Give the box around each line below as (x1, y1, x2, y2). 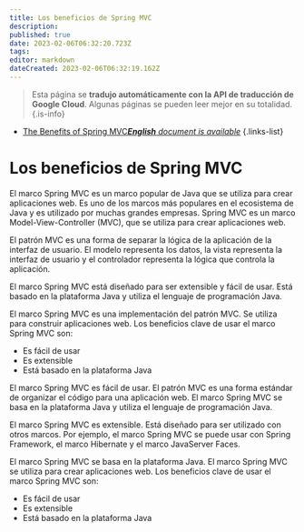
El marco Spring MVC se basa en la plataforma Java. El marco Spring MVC (9, 456, 288, 467)
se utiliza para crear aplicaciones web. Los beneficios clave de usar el (9, 466, 271, 477)
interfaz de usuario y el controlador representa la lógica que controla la (9, 254, 275, 265)
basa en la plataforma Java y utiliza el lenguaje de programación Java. (9, 401, 273, 412)
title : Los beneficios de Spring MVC (9, 13, 152, 23)
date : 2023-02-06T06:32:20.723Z (9, 38, 132, 48)
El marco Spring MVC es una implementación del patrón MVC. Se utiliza (9, 308, 278, 319)
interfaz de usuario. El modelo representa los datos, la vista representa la (9, 244, 283, 255)
